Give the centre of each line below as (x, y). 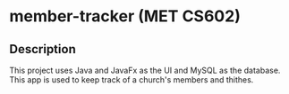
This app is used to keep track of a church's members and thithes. (132, 80)
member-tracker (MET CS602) (125, 16)
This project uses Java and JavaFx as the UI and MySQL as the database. (145, 70)
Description (42, 49)
